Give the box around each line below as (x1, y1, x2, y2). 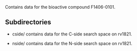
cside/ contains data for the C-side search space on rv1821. (12, 31, 133, 37)
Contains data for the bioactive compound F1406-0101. (5, 4, 116, 10)
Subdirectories (5, 18, 51, 26)
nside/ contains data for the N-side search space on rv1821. (12, 40, 133, 46)
